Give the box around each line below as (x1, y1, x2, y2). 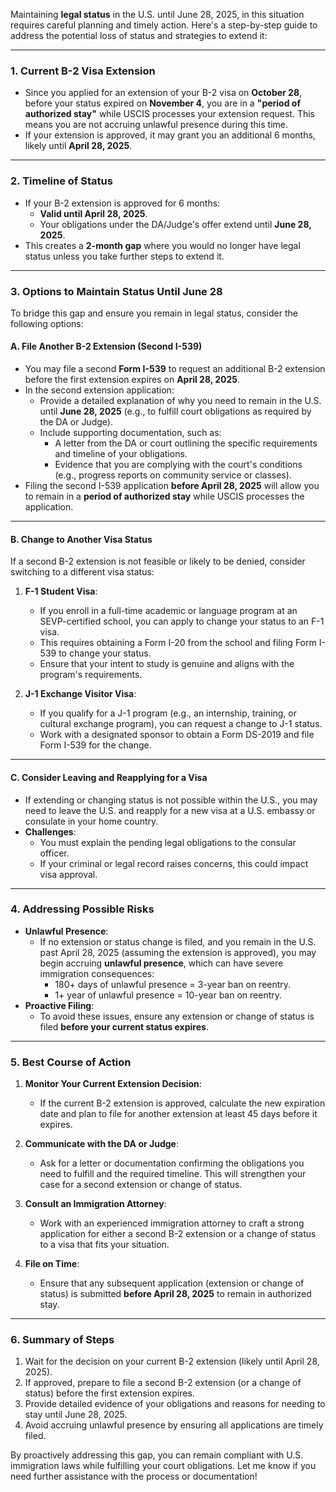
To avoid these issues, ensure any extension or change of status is (39, 1010, 315, 1022)
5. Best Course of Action (10, 1055, 132, 1069)
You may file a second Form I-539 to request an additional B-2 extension (24, 363, 326, 375)
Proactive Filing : (24, 999, 95, 1011)
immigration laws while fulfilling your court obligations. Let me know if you (10, 1460, 317, 1472)
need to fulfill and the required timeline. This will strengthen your (39, 1168, 307, 1180)
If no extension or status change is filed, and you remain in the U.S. (39, 935, 317, 948)
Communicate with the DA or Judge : (24, 1138, 179, 1150)
